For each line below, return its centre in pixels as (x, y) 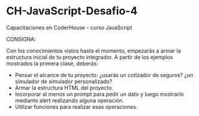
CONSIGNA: (21, 39)
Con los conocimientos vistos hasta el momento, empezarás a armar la (94, 51)
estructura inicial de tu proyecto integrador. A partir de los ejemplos (90, 57)
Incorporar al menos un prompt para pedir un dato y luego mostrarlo (99, 94)
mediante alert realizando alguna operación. (69, 100)
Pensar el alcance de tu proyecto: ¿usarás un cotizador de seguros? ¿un (104, 75)
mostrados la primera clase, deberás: (52, 63)
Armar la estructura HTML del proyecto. (64, 87)
